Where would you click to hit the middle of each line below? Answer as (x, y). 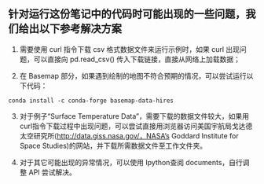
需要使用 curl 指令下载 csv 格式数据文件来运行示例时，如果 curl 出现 (129, 49)
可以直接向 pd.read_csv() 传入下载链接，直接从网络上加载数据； (137, 59)
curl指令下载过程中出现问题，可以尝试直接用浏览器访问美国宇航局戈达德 (136, 126)
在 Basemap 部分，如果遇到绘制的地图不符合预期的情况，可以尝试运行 (133, 75)
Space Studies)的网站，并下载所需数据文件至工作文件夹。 (113, 145)
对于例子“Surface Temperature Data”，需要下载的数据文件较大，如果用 (134, 116)
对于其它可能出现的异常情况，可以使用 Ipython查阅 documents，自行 (131, 162)
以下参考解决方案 (80, 29)
